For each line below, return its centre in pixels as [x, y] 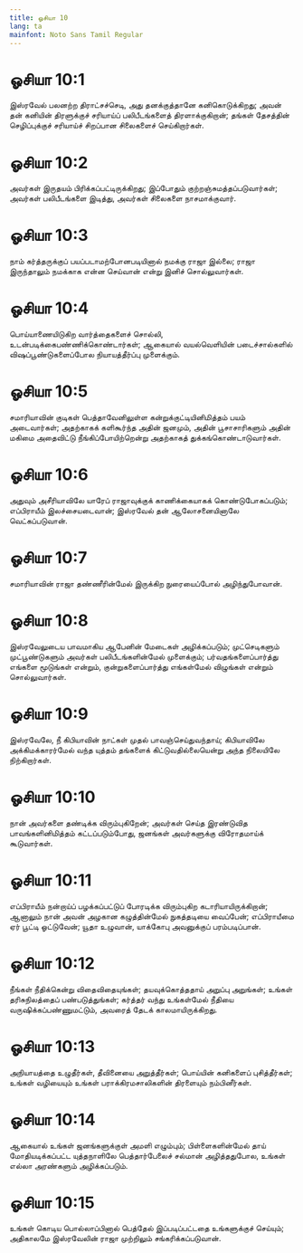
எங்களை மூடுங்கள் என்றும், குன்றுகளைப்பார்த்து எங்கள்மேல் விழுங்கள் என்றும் [142, 666]
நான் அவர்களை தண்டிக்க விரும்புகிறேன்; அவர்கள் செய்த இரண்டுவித [129, 823]
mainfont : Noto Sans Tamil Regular [76, 34]
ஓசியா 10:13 [52, 1046]
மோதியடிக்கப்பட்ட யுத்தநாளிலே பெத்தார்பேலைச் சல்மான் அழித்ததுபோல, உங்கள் [147, 1155]
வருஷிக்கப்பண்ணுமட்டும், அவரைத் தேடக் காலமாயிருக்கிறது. [114, 1009]
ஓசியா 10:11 [51, 880]
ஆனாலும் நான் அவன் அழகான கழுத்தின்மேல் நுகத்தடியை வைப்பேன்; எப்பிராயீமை [152, 916]
